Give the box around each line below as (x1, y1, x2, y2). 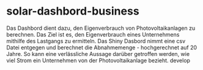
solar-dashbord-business (6, 4, 139, 18)
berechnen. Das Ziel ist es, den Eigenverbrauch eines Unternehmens (6, 30, 180, 38)
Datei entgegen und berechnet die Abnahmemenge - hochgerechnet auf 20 (6, 44, 197, 51)
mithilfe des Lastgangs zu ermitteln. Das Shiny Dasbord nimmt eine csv (6, 37, 186, 44)
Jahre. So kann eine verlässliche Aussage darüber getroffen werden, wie (6, 50, 190, 57)
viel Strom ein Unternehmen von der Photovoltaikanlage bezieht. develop (6, 57, 191, 64)
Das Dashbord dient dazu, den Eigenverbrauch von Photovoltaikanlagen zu (6, 24, 196, 32)
